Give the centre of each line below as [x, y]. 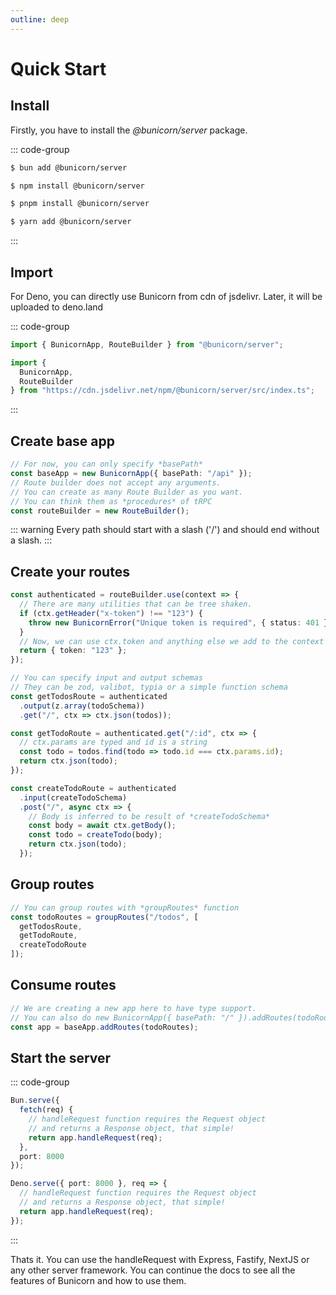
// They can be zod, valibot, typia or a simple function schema [149, 687]
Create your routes [70, 571]
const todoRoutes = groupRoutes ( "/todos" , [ [104, 917]
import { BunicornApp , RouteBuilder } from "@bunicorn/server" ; [147, 344]
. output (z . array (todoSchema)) [82, 706]
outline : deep [40, 19]
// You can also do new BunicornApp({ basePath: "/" [122, 1017]
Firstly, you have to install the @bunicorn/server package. [129, 130]
